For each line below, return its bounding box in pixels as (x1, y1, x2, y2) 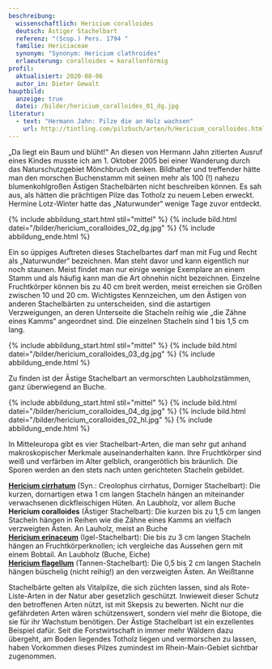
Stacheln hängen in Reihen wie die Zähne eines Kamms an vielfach (8, 515, 232, 525)
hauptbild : (8, 87, 45, 96)
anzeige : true (15, 95, 63, 103)
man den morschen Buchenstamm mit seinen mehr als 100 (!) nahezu (8, 173, 240, 182)
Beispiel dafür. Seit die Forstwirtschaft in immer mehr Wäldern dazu (8, 625, 234, 635)
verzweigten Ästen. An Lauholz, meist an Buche (8, 523, 168, 533)
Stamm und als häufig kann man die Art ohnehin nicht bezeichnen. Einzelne (8, 273, 261, 283)
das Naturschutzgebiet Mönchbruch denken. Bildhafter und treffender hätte (8, 164, 261, 174)
